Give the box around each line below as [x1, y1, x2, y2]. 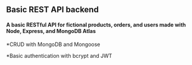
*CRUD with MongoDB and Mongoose [6, 41, 100, 48]
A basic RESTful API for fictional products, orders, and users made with [6, 21, 186, 28]
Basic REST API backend [6, 5, 99, 15]
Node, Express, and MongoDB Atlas [6, 27, 96, 34]
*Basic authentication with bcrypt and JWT [6, 52, 112, 59]
